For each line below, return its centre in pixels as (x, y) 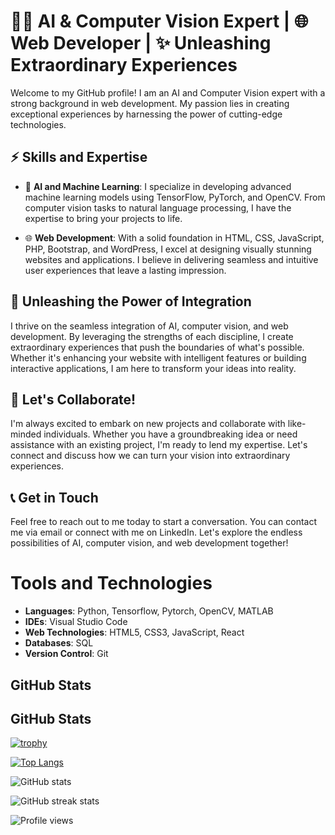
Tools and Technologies (111, 583)
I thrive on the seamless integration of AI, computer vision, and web (149, 326)
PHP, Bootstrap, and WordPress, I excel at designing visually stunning (168, 249)
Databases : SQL (59, 643)
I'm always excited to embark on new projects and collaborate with (148, 424)
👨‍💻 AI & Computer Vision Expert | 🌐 (159, 21)
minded (26, 434)
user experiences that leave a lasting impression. (125, 270)
